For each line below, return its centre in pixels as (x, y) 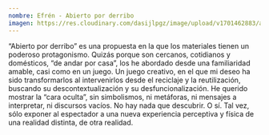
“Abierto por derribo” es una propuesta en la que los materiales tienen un (129, 46)
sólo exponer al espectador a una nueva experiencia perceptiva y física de (131, 113)
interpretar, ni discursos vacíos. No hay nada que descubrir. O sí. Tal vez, (129, 105)
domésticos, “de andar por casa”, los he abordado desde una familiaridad (129, 63)
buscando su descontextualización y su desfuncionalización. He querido (128, 88)
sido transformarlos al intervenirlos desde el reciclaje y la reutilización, (124, 80)
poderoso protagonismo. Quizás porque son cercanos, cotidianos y (119, 54)
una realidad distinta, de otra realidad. (71, 122)
